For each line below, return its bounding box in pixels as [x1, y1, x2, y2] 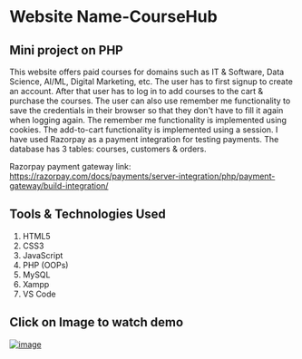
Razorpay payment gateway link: [9, 161, 132, 171]
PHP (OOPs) [22, 259, 69, 270]
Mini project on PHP [9, 43, 124, 58]
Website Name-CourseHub [9, 6, 218, 27]
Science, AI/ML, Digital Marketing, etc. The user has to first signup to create [9, 76, 293, 87]
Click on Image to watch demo [9, 315, 184, 330]
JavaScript [22, 249, 63, 260]
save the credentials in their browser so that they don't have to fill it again [9, 105, 284, 115]
